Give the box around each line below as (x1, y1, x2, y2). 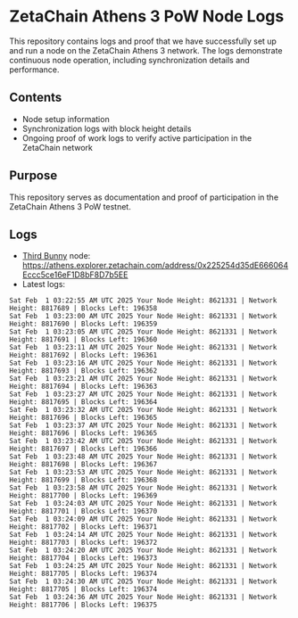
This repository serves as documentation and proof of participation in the (9, 192, 279, 202)
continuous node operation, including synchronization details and (9, 54, 250, 65)
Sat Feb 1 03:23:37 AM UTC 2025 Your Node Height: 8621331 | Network (9, 421, 277, 430)
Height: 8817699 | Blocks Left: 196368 (9, 475, 158, 485)
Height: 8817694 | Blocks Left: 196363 (9, 382, 158, 391)
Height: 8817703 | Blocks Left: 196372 (9, 538, 158, 548)
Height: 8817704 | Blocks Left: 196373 (9, 554, 158, 563)
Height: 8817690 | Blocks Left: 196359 (9, 319, 158, 329)
